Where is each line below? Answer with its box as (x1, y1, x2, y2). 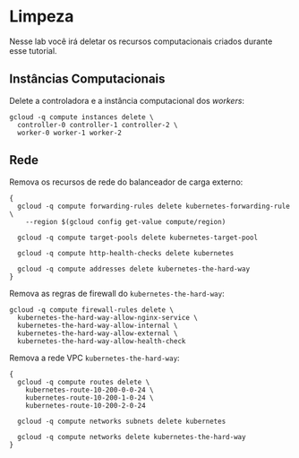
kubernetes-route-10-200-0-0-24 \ (25, 385, 154, 394)
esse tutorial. (9, 45, 57, 56)
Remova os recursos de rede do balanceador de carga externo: (9, 177, 243, 187)
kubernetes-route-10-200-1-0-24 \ (25, 393, 154, 402)
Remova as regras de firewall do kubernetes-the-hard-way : (9, 288, 226, 298)
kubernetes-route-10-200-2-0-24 (25, 401, 146, 410)
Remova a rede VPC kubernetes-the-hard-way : (9, 352, 181, 363)
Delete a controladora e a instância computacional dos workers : (9, 95, 244, 106)
